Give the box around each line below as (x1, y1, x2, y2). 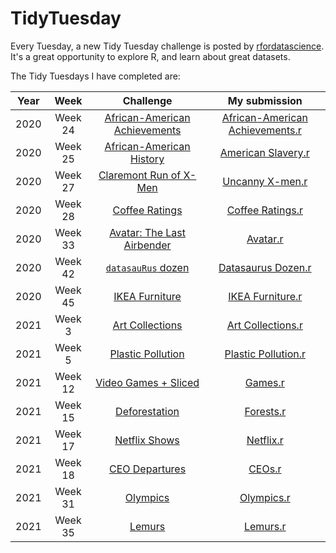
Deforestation (115, 404, 180, 418)
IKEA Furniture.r (228, 289, 303, 303)
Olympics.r (239, 490, 291, 504)
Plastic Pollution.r (224, 347, 307, 361)
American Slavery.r (219, 145, 310, 159)
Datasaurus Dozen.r (218, 260, 312, 274)
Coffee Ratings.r (226, 203, 303, 217)
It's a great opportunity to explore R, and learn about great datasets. (10, 50, 291, 62)
